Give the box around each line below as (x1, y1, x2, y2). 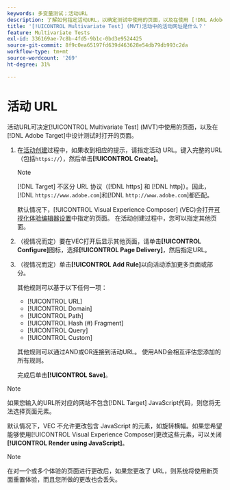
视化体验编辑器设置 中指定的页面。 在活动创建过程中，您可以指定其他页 (16, 214, 217, 222)
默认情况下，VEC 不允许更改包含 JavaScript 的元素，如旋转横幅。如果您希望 (7, 421, 222, 430)
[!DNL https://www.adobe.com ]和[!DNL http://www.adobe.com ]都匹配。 (16, 191, 214, 199)
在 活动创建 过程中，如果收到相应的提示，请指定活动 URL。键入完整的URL (16, 145, 222, 154)
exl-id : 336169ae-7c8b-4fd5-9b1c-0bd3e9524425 (7, 36, 142, 42)
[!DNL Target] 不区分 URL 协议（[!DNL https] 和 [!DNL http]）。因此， (16, 182, 210, 191)
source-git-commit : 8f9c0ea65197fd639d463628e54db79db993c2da (7, 42, 188, 49)
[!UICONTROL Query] (27, 326, 88, 334)
